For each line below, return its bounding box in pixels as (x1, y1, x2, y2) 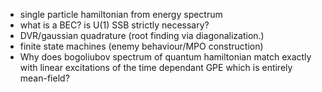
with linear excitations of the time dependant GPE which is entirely (19, 62, 293, 73)
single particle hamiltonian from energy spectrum (19, 9, 223, 20)
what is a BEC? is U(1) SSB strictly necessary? (19, 19, 210, 31)
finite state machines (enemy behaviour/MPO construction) (19, 40, 264, 52)
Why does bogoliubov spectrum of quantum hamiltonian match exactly (19, 51, 312, 63)
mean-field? (19, 72, 70, 84)
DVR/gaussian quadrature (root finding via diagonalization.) (19, 30, 265, 41)
